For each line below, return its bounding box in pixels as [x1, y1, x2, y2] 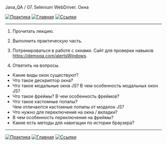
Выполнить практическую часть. [12, 38, 83, 44]
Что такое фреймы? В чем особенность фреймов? [12, 93, 119, 99]
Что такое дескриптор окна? [12, 77, 74, 83]
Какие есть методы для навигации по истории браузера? [12, 120, 135, 126]
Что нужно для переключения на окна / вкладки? [12, 109, 118, 115]
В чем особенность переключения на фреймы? [12, 115, 114, 120]
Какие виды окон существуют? [12, 72, 79, 78]
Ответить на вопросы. [12, 62, 60, 68]
